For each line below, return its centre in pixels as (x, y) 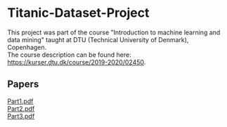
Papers (23, 85)
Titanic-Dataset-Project (78, 13)
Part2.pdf (21, 108)
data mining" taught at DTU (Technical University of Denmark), (98, 39)
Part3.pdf (21, 116)
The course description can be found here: (69, 55)
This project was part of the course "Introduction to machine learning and (114, 32)
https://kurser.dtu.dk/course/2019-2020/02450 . (77, 62)
